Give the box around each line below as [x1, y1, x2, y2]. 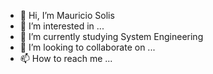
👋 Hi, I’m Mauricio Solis [19, 10, 115, 21]
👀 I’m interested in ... [19, 20, 105, 32]
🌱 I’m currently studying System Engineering [19, 31, 204, 42]
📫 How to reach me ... [19, 53, 113, 64]
